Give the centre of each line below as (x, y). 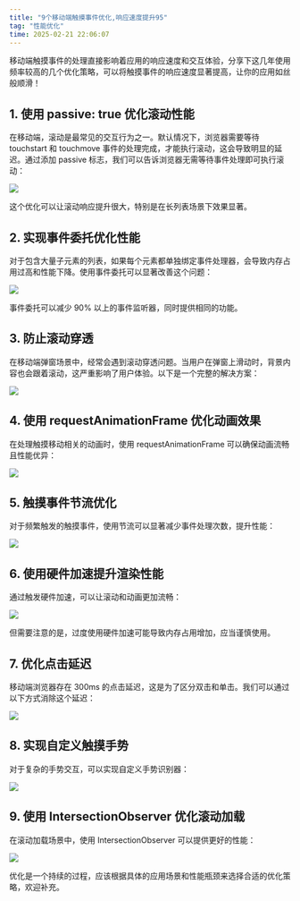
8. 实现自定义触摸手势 (69, 746)
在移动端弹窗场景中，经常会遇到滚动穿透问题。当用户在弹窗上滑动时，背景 (146, 361)
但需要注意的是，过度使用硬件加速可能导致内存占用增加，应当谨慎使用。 (142, 633)
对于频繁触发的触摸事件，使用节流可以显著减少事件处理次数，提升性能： (142, 526)
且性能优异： (33, 455)
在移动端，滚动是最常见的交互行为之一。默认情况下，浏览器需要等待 (134, 137)
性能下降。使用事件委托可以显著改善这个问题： (126, 272)
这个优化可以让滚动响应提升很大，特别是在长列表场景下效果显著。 (130, 207)
